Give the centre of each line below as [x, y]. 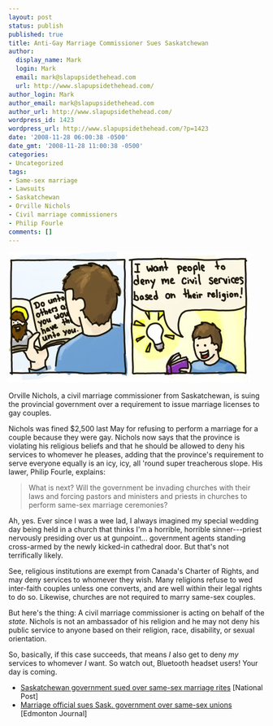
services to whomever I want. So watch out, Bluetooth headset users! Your [133, 663]
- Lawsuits [27, 189]
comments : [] [30, 232]
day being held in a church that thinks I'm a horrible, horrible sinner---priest [135, 529]
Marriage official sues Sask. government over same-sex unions [126, 705]
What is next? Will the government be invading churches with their [139, 488]
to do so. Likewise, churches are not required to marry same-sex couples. [132, 597]
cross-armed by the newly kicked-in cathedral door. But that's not [119, 546]
